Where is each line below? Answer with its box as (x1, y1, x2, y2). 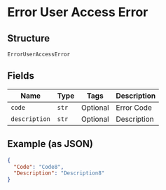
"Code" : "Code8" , (13, 163, 64, 170)
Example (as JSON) (7, 138, 93, 150)
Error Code (116, 103, 152, 113)
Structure (7, 32, 50, 44)
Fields (7, 70, 35, 82)
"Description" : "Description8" (13, 170, 105, 177)
